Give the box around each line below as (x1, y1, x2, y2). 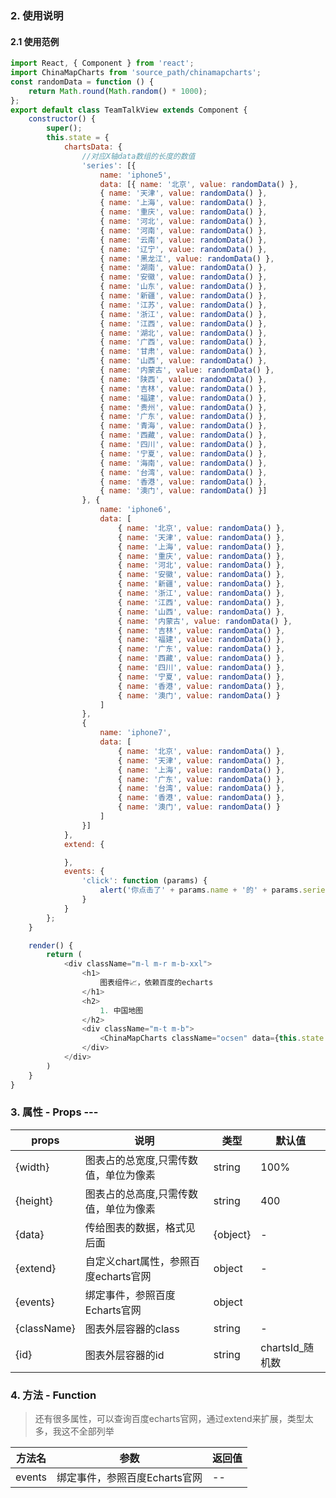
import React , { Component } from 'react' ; (10, 58, 195, 69)
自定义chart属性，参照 (84, 1254, 190, 1268)
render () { (28, 940, 74, 951)
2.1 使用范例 (10, 35, 60, 47)
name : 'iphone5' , (99, 170, 172, 180)
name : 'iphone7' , (99, 728, 172, 738)
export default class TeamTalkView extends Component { (10, 105, 248, 115)
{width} (15, 1160, 50, 1174)
